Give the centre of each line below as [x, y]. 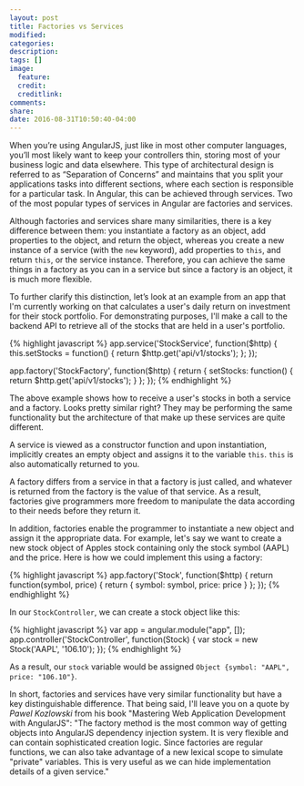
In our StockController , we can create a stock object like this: [125, 612]
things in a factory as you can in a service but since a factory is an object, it [151, 270]
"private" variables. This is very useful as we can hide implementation [140, 762]
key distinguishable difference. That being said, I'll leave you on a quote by [149, 704]
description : [34, 52]
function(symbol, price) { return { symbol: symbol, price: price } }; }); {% [145, 585]
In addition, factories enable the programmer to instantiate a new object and [152, 528]
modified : [28, 35]
